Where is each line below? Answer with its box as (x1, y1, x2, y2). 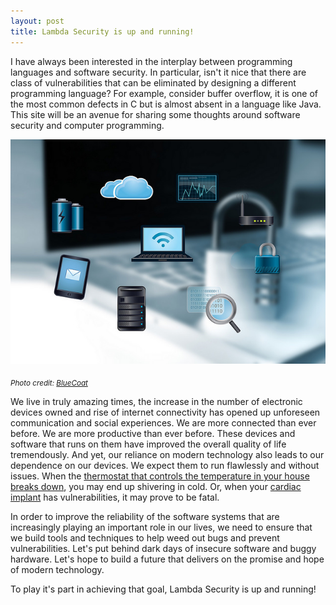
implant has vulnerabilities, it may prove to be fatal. (10, 491, 220, 504)
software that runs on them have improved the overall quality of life (10, 438, 287, 450)
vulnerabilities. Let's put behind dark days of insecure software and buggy (10, 543, 317, 555)
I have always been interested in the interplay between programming (10, 55, 293, 67)
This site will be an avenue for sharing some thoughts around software (10, 108, 301, 120)
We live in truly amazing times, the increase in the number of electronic (10, 396, 303, 408)
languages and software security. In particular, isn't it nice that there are (10, 66, 307, 78)
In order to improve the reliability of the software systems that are (10, 511, 280, 523)
